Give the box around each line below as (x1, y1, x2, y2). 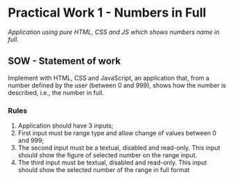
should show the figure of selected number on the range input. (17, 151, 198, 160)
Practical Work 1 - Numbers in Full (8, 5, 207, 21)
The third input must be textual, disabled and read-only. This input (17, 158, 207, 167)
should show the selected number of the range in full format (17, 166, 190, 174)
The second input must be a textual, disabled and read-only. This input (17, 144, 221, 152)
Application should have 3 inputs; (17, 121, 114, 130)
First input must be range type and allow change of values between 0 (17, 129, 217, 137)
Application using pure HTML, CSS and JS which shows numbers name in (8, 28, 220, 36)
